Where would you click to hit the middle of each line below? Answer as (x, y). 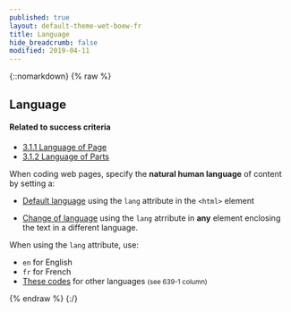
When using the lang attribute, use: (74, 245)
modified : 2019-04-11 (50, 51)
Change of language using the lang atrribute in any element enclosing (151, 218)
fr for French (47, 271)
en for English (47, 262)
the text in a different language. (80, 227)
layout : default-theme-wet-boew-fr (76, 26)
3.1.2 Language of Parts (66, 156)
